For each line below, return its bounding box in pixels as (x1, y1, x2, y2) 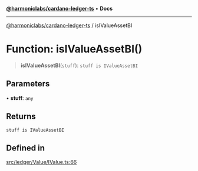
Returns (6, 112, 37, 122)
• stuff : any (6, 94, 34, 102)
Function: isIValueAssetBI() (6, 42, 143, 56)
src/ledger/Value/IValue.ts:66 (6, 159, 77, 166)
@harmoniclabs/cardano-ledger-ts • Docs (6, 5, 113, 12)
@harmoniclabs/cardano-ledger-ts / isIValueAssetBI (6, 22, 133, 29)
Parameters (6, 79, 50, 89)
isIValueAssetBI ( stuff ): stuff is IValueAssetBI (20, 62, 138, 69)
